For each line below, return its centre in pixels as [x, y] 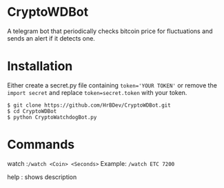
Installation [40, 66]
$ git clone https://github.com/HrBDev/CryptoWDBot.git [89, 105]
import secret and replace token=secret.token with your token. [97, 92]
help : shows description [42, 177]
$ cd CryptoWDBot [32, 111]
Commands [41, 145]
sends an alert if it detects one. [51, 38]
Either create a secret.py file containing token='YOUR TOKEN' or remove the [112, 85]
